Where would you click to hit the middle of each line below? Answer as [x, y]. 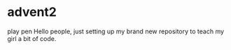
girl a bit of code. [32, 38]
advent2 [32, 12]
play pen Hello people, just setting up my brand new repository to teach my [116, 31]
